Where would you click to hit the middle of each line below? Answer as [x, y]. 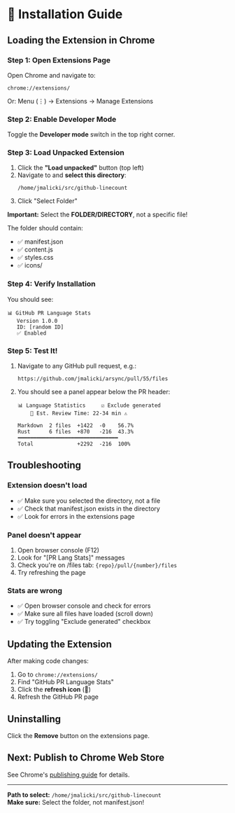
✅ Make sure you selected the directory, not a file [89, 501]
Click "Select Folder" [48, 201]
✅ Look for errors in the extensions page [76, 516]
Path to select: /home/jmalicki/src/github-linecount [84, 795]
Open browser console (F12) [58, 550]
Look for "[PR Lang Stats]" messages [71, 558]
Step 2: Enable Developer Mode [62, 119]
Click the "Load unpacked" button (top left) [81, 168]
